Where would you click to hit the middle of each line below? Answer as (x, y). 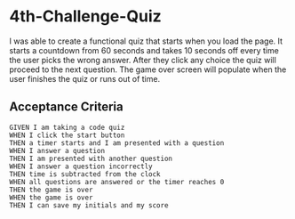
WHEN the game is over (51, 198)
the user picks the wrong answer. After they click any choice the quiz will (143, 60)
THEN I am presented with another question (91, 158)
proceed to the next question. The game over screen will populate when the (148, 69)
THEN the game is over (51, 190)
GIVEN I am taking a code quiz (67, 127)
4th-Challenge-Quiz (85, 16)
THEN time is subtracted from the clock (85, 174)
